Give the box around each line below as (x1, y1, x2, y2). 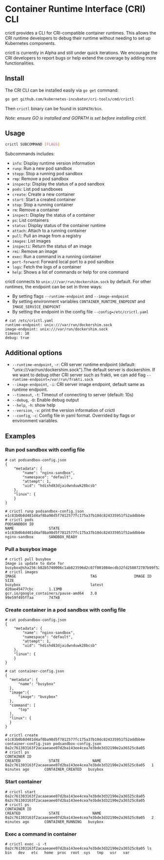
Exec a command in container (5, 831, 77, 838)
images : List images (12, 238, 51, 244)
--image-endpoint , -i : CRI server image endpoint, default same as (12, 382, 145, 388)
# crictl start (5, 789, 36, 794)
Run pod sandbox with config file (5, 447, 85, 453)
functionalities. (5, 60, 35, 66)
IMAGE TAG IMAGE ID (5, 574, 152, 579)
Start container (5, 778, 42, 785)
